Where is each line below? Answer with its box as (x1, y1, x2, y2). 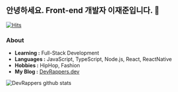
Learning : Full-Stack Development (14, 49, 100, 57)
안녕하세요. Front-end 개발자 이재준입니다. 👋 (6, 5, 160, 16)
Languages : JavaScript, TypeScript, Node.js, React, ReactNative (14, 56, 172, 63)
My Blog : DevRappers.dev (14, 68, 80, 75)
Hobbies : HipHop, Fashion (14, 62, 80, 69)
